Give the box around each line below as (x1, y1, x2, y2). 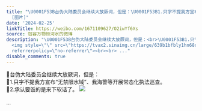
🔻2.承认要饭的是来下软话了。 (6, 85, 78, 93)
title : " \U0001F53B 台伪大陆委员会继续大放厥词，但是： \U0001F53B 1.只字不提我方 (6, 8, 191, 15)
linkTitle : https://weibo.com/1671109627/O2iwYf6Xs (6, 25, 138, 32)
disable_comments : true (6, 53, 66, 59)
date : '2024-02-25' (6, 20, 55, 26)
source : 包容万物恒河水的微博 (6, 31, 73, 37)
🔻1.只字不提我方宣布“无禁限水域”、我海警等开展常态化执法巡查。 (6, 78, 166, 85)
